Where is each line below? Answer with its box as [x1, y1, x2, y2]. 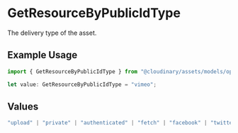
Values [7, 100, 39, 112]
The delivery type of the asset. [7, 28, 97, 37]
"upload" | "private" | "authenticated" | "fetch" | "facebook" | [7, 119, 208, 127]
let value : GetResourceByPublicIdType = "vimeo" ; [7, 80, 157, 88]
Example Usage [7, 49, 78, 61]
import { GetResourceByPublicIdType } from [7, 68, 138, 75]
